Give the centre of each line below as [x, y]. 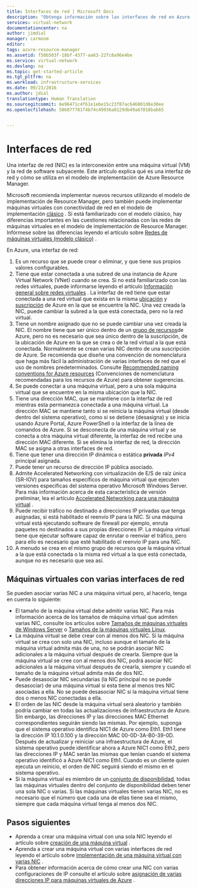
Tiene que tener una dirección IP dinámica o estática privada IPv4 [95, 454]
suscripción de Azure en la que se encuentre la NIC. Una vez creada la [100, 305]
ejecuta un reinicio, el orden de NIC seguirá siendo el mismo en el [94, 766]
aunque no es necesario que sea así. [59, 561]
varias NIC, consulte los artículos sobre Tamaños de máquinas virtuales [101, 623]
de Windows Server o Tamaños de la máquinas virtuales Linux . [91, 630]
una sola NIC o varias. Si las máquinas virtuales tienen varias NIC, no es [101, 792]
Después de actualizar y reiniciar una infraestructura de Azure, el [94, 742]
